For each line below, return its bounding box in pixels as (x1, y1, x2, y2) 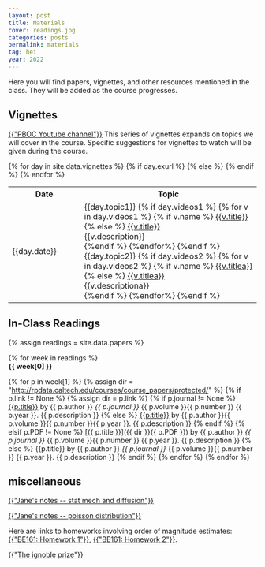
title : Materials (8, 19, 65, 27)
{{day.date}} (12, 245, 58, 256)
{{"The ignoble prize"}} (8, 550, 84, 560)
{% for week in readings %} (8, 353, 99, 363)
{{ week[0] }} (8, 361, 53, 371)
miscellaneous (8, 475, 82, 488)
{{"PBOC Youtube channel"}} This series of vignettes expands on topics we (8, 129, 254, 139)
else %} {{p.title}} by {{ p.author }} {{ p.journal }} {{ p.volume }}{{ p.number (8, 443, 254, 453)
